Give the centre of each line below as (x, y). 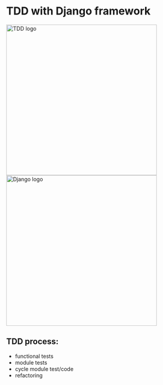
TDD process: (32, 342)
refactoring (29, 375)
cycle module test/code (44, 369)
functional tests (34, 356)
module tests (31, 362)
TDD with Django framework (78, 11)
